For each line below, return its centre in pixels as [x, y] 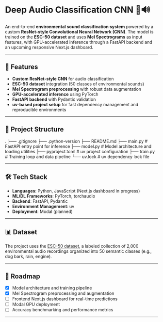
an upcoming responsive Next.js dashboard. [49, 47]
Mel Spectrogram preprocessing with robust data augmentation [77, 89]
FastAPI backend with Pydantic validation [54, 99]
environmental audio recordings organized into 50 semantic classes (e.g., [78, 251]
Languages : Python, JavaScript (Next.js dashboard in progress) [76, 191]
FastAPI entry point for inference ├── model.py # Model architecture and [78, 146]
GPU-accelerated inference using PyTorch [55, 94]
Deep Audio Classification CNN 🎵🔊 [78, 10]
